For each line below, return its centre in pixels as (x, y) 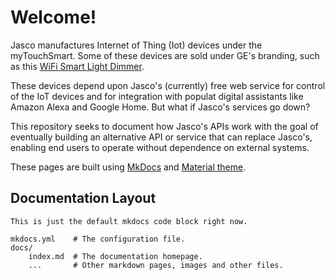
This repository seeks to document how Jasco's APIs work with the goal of (164, 126)
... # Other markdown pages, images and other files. (156, 265)
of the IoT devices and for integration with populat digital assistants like (157, 96)
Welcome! (53, 17)
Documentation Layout (83, 198)
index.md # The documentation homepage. (115, 256)
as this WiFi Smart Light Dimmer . (77, 66)
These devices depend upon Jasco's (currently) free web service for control (168, 85)
